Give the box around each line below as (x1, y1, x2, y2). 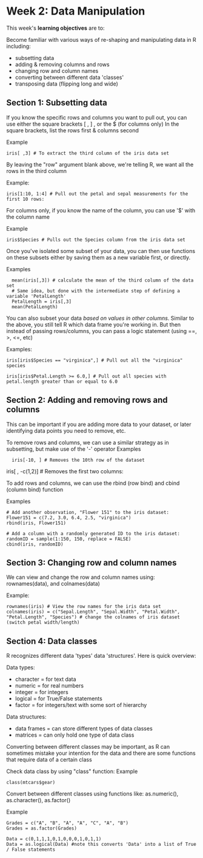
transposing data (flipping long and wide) (15, 80, 118, 87)
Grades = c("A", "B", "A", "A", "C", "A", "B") (6, 820, 129, 826)
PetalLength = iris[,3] (12, 299, 72, 305)
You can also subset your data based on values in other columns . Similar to (6, 314, 195, 322)
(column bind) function (6, 485, 64, 493)
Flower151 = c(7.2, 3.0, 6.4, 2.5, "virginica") (6, 515, 131, 521)
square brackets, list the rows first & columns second (6, 126, 139, 134)
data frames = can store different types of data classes (15, 725, 153, 732)
